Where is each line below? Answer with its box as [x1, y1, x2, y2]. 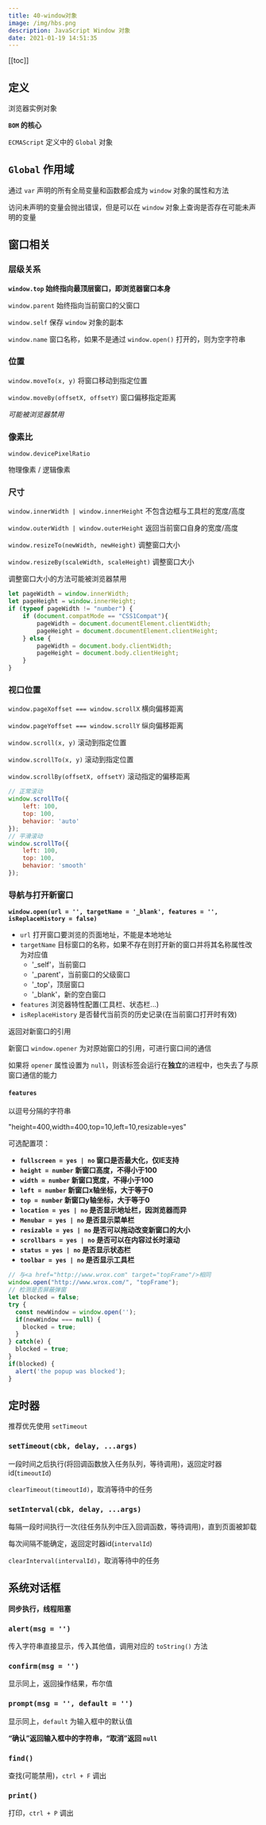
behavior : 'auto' [22, 817, 80, 825]
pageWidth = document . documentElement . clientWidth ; [37, 619, 212, 628]
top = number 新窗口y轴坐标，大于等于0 [19, 1196, 150, 1205]
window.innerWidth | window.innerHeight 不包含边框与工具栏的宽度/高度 [8, 507, 246, 516]
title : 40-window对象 [8, 11, 78, 20]
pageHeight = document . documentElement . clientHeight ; [37, 627, 218, 635]
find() [8, 1753, 34, 1763]
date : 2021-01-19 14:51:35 [8, 33, 98, 42]
